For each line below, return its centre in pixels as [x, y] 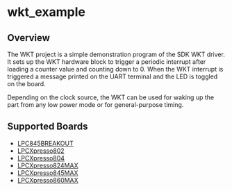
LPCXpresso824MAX [48, 165]
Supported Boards [48, 127]
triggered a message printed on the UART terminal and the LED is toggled [113, 76]
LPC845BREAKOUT [45, 143]
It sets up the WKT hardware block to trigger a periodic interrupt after [107, 62]
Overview [29, 38]
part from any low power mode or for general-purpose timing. [96, 105]
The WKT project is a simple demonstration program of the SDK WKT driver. [116, 54]
